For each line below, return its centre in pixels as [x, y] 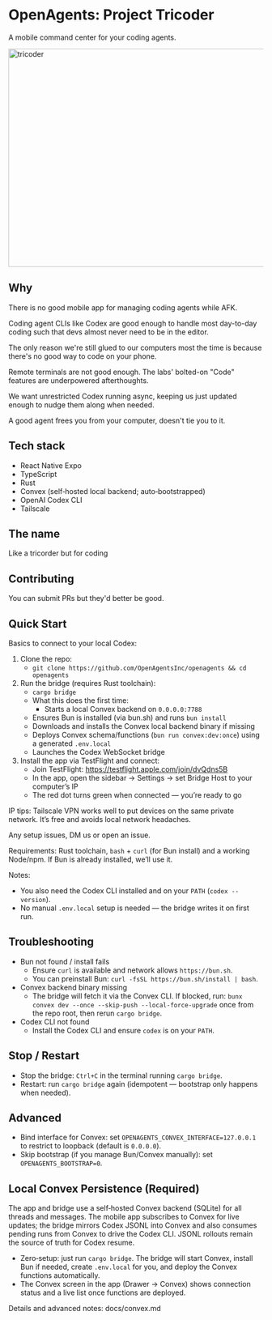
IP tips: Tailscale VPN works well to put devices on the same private [121, 811]
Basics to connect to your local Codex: [73, 643]
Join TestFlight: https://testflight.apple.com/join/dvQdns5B [130, 769]
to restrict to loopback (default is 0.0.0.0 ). [91, 1146]
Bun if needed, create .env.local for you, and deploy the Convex [128, 1267]
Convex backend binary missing [74, 987]
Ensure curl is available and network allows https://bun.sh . [132, 970]
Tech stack [37, 446]
